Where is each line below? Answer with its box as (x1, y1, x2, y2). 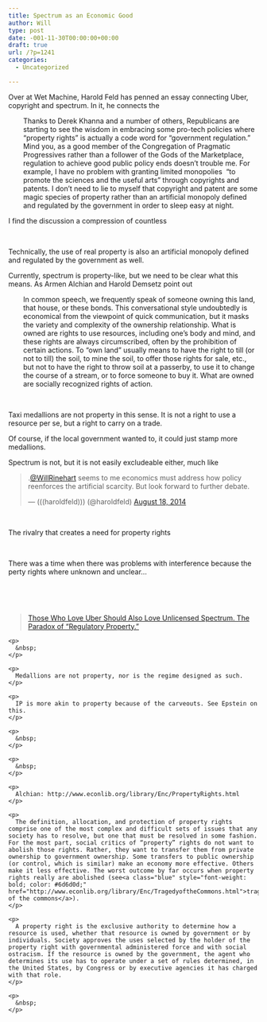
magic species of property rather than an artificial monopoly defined (23, 192, 248, 201)
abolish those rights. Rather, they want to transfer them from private (8, 845, 254, 853)
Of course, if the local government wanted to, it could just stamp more (8, 433, 238, 443)
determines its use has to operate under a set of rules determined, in (8, 957, 254, 965)
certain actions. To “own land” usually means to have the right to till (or (23, 345, 255, 355)
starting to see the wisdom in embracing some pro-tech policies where (23, 124, 255, 134)
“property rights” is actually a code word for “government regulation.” (23, 133, 251, 142)
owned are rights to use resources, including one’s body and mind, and (23, 328, 256, 338)
